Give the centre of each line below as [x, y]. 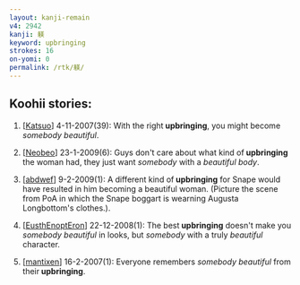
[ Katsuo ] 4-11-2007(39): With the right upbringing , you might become [151, 125]
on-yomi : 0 [30, 59]
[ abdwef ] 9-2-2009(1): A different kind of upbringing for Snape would [151, 179]
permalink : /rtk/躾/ [47, 68]
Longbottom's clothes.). [66, 208]
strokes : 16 [31, 51]
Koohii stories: [51, 104]
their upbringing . [54, 271]
